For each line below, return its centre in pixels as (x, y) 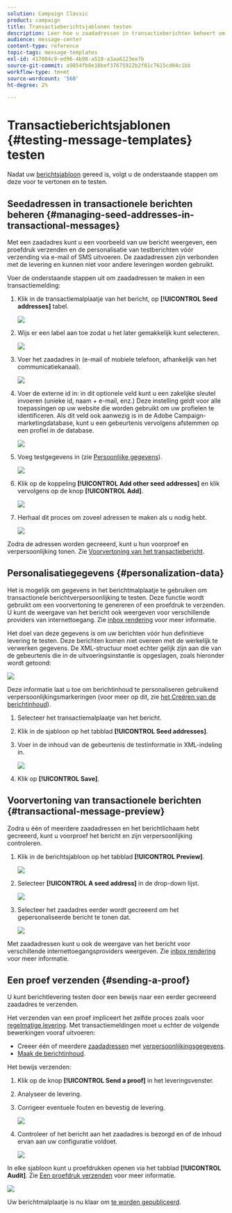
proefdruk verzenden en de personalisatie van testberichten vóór (100, 249)
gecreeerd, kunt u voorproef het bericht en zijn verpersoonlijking (100, 835)
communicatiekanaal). (49, 367)
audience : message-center (44, 40)
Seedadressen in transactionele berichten (100, 204)
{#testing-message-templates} (100, 140)
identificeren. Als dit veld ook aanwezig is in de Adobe (95, 416)
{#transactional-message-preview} (86, 811)
